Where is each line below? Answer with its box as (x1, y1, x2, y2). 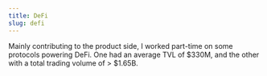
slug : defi (8, 19, 45, 27)
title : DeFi (8, 11, 48, 20)
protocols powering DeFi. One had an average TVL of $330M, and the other (8, 50, 260, 59)
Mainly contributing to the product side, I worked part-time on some (8, 41, 233, 50)
